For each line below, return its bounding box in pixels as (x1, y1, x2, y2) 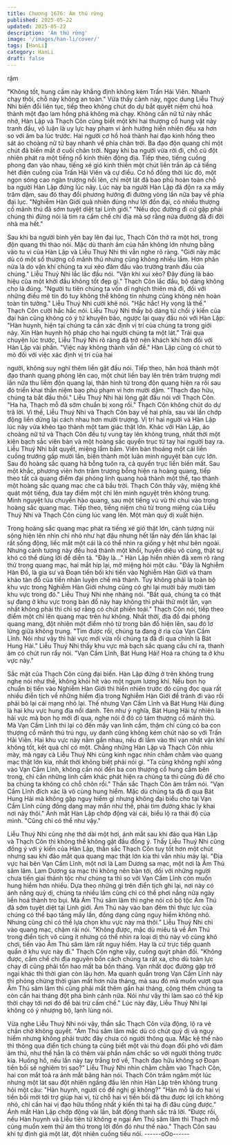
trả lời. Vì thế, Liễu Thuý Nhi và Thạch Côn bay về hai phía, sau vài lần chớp (7, 408, 222, 416)
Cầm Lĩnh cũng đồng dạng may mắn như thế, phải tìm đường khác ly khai (7, 802, 215, 810)
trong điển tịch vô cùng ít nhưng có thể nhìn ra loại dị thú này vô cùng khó (7, 932, 217, 940)
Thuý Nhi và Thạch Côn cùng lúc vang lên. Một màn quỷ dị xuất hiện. (7, 511, 204, 519)
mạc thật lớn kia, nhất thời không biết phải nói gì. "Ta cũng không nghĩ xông (7, 757, 222, 766)
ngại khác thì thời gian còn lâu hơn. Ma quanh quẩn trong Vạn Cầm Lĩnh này (7, 969, 223, 978)
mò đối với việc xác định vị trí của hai (7, 350, 113, 359)
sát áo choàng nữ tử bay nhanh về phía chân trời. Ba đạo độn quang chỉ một (7, 139, 223, 147)
